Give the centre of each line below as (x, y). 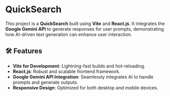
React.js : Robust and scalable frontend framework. (66, 71)
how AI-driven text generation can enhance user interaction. (69, 34)
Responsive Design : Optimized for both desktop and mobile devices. (85, 87)
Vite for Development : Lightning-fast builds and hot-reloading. (79, 66)
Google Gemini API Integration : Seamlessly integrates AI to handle (83, 77)
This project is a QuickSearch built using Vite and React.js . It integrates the (85, 23)
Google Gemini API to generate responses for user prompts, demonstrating (85, 29)
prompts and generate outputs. (45, 82)
